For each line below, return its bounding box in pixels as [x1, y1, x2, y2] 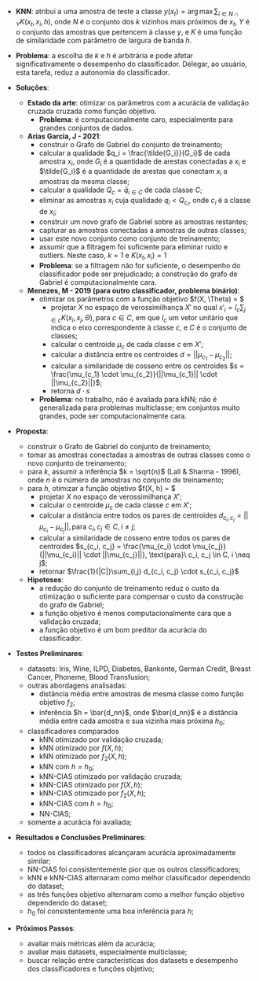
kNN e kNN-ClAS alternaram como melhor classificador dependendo [27, 873, 251, 883]
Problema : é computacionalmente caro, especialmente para [38, 114, 234, 124]
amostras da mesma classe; [38, 177, 130, 186]
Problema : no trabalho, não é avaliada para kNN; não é [38, 395, 217, 404]
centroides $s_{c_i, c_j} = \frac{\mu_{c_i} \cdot [38, 542, 191, 551]
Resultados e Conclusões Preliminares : [15, 833, 147, 843]
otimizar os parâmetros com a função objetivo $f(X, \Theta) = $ [38, 294, 245, 304]
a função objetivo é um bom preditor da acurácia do [38, 625, 207, 635]
